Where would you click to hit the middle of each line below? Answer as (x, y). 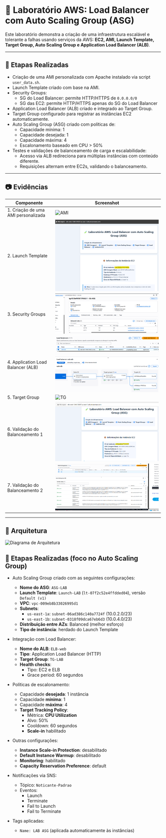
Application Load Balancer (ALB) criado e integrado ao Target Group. (83, 108)
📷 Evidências (27, 187)
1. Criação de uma (26, 210)
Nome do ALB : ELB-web (43, 649)
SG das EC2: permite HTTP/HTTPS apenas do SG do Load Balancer (89, 103)
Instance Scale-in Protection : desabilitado (63, 750)
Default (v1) (33, 598)
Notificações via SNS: (34, 775)
